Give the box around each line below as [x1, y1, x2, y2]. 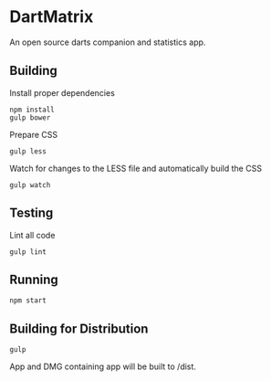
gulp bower [9, 112, 51, 122]
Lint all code [9, 229, 56, 240]
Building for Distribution [9, 321, 149, 336]
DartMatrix [9, 6, 94, 27]
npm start [9, 296, 47, 305]
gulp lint [9, 247, 47, 257]
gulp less [9, 146, 47, 156]
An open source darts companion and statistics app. [9, 37, 206, 48]
